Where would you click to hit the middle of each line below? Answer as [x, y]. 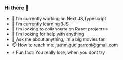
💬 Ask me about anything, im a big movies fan [59, 39]
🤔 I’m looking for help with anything [48, 34]
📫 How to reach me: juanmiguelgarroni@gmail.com [64, 45]
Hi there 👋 [17, 8]
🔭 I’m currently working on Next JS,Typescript [59, 19]
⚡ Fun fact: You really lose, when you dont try [58, 52]
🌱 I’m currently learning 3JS [40, 24]
